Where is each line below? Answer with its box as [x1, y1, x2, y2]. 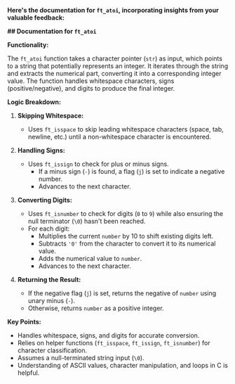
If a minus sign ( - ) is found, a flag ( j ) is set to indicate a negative [38, 167, 225, 175]
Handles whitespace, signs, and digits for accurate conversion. [17, 331, 200, 340]
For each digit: [27, 224, 70, 233]
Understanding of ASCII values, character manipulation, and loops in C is [17, 361, 228, 369]
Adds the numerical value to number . [38, 255, 142, 262]
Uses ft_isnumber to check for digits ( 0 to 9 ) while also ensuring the [27, 210, 224, 217]
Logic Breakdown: [7, 98, 62, 106]
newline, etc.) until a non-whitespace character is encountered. [27, 133, 212, 141]
